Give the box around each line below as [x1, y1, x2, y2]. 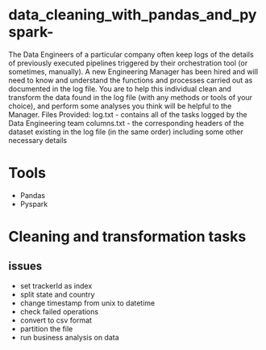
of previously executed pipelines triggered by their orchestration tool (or [8, 58, 248, 68]
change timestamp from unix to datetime [19, 297, 156, 308]
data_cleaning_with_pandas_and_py [8, 6, 257, 24]
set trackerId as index [19, 280, 93, 290]
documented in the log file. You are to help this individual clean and [8, 83, 232, 94]
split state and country [19, 289, 95, 299]
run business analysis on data [19, 332, 119, 342]
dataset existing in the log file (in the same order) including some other [8, 127, 243, 137]
